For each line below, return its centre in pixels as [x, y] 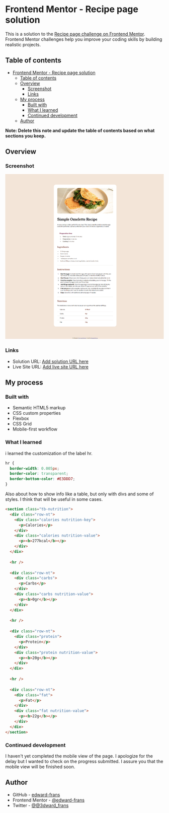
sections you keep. [26, 136]
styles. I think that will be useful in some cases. [54, 499]
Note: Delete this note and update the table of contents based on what [80, 130]
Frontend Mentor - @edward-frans [48, 800]
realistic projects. [23, 44]
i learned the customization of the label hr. [49, 453]
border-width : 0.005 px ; [34, 468]
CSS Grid [22, 424]
